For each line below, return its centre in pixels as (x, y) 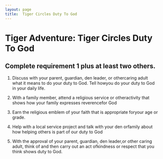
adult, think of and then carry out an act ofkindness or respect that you (83, 146)
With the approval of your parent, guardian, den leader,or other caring (82, 141)
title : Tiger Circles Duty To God (41, 14)
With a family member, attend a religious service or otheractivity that (81, 97)
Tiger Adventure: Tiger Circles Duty (79, 38)
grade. (19, 117)
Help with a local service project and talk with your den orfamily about (82, 127)
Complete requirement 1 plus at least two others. (80, 66)
